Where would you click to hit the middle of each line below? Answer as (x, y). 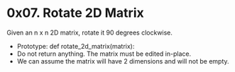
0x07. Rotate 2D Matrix (75, 13)
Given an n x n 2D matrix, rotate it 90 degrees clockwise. (90, 32)
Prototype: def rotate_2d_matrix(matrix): (76, 46)
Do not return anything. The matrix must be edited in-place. (104, 54)
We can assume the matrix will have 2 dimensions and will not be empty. (123, 61)
